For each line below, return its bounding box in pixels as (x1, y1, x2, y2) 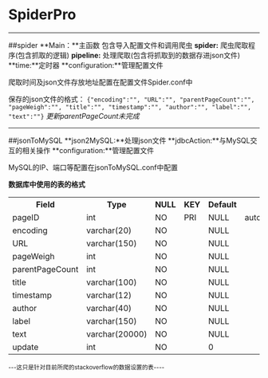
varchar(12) (86, 289, 132, 301)
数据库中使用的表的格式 (8, 179, 85, 189)
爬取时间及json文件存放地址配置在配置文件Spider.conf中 (8, 77, 193, 87)
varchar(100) (86, 277, 137, 288)
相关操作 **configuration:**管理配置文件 (22, 145, 154, 155)
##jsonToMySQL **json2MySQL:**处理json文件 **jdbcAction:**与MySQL (8, 136, 250, 145)
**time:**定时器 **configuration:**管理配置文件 (8, 60, 164, 69)
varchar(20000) (86, 329, 148, 340)
